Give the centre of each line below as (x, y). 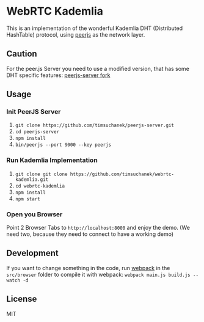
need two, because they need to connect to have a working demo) (90, 234)
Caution (22, 54)
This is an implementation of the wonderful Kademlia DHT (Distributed (95, 28)
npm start (28, 199)
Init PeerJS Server (34, 112)
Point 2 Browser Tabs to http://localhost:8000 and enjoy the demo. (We (98, 228)
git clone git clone (41, 174)
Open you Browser (35, 214)
